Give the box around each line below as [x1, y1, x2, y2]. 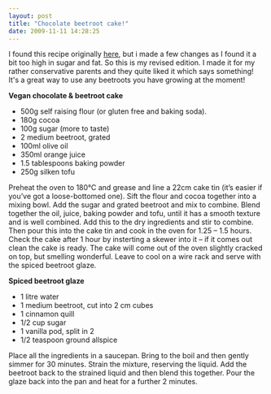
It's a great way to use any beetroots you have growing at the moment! [8, 75, 246, 85]
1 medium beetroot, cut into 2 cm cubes [20, 301, 154, 310]
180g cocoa [20, 115, 60, 125]
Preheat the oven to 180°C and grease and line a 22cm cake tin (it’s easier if [8, 183, 263, 193]
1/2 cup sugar [20, 318, 67, 327]
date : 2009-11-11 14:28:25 [8, 27, 100, 35]
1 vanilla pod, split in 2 [20, 327, 95, 336]
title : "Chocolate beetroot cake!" [8, 19, 129, 28]
